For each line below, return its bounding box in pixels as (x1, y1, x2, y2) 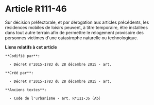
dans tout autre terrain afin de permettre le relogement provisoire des (5, 30, 144, 35)
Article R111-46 (5, 3, 67, 15)
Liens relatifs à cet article (5, 44, 57, 50)
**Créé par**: (5, 70, 34, 75)
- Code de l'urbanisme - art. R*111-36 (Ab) (9, 96, 101, 101)
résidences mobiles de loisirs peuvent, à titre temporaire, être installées (5, 24, 148, 30)
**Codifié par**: (5, 53, 40, 59)
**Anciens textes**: (5, 87, 47, 92)
